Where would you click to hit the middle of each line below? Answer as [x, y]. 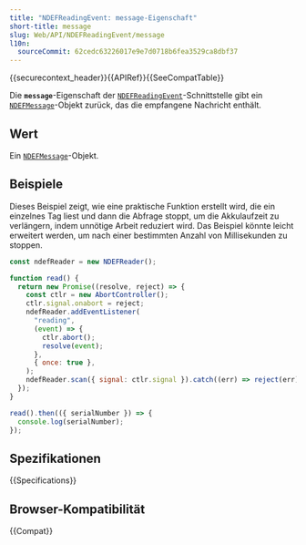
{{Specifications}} [43, 480]
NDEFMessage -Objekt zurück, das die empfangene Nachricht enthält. [136, 105]
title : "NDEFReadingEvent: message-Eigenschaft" [103, 18]
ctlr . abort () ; [69, 337]
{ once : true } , [64, 363]
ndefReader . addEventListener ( [83, 312]
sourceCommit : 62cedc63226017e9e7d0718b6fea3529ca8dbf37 [128, 52]
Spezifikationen [56, 458]
